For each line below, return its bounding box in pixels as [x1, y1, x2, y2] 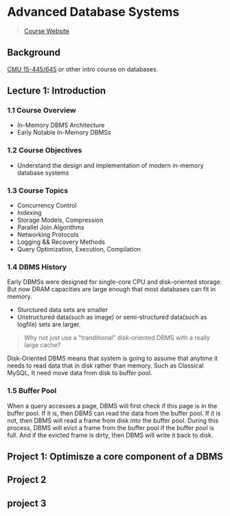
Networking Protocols [16, 231, 79, 239]
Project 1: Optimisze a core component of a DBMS [7, 451, 223, 462]
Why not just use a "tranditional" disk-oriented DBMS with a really [23, 334, 211, 342]
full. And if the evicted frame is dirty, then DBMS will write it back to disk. [7, 431, 214, 439]
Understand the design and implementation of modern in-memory [16, 161, 204, 169]
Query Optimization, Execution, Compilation [16, 245, 141, 254]
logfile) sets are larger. [16, 320, 81, 328]
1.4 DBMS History [7, 262, 67, 271]
